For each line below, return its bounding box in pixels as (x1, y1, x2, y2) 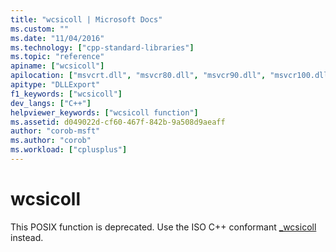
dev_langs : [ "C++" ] (10, 98, 92, 108)
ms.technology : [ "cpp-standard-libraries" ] (10, 42, 195, 53)
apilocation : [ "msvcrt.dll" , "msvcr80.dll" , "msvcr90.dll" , (10, 71, 267, 81)
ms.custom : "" (10, 24, 70, 34)
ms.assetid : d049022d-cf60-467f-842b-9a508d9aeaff (10, 117, 226, 127)
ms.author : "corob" (10, 136, 92, 146)
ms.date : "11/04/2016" (10, 33, 105, 43)
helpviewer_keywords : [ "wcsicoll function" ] (10, 107, 199, 118)
